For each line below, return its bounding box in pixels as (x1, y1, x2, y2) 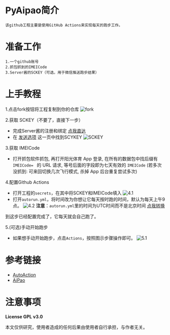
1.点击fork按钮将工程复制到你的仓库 (5, 106, 80, 112)
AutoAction (12, 272, 37, 278)
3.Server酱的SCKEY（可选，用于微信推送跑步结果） (5, 70, 99, 75)
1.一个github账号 (5, 59, 39, 64)
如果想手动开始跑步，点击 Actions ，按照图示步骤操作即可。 (12, 234, 135, 241)
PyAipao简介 (5, 5, 59, 16)
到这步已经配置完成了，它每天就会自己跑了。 (5, 213, 99, 219)
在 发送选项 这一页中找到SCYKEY (12, 134, 82, 140)
